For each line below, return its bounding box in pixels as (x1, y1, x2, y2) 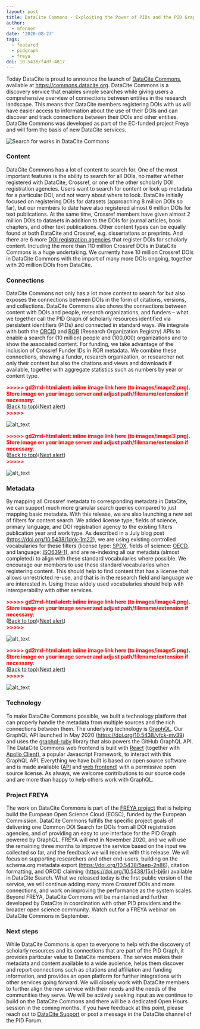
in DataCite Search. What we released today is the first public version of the (6, 874, 192, 881)
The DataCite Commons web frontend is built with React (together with (6, 744, 180, 751)
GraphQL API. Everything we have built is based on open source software (6, 757, 186, 764)
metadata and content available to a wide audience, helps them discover (6, 960, 184, 967)
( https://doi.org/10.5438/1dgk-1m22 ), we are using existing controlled (6, 536, 176, 543)
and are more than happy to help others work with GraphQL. (6, 776, 154, 783)
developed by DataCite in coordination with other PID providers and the (6, 899, 182, 906)
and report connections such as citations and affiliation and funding (6, 966, 172, 973)
